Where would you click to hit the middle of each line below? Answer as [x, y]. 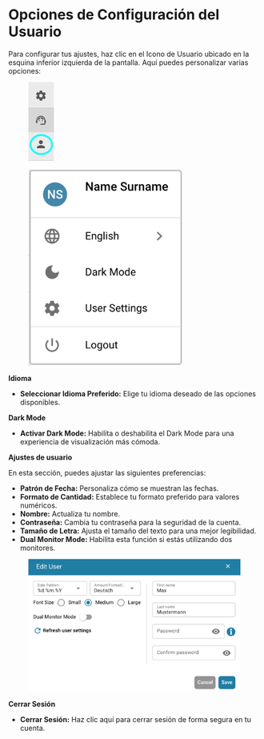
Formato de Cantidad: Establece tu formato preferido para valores [130, 497]
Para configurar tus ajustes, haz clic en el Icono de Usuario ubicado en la [129, 54]
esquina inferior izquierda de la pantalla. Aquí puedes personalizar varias [128, 62]
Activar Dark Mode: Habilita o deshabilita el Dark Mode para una [127, 433]
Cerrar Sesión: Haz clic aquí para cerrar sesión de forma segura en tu [136, 720]
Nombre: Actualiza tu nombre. [70, 514]
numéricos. [38, 505]
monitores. [38, 548]
